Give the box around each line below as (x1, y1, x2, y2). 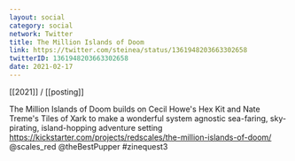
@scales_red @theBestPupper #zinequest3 (9, 141, 168, 151)
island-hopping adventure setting (41, 122, 163, 133)
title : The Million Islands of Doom (9, 37, 144, 47)
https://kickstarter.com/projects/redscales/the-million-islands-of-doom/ (9, 132, 272, 142)
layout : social (9, 12, 66, 22)
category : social (9, 21, 74, 30)
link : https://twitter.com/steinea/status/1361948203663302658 (9, 46, 248, 55)
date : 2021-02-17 (9, 63, 74, 72)
